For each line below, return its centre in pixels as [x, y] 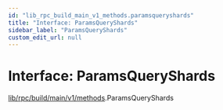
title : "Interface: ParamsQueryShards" [73, 23]
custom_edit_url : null [45, 37]
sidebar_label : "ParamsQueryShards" [68, 30]
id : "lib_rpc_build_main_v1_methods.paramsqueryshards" [101, 15]
